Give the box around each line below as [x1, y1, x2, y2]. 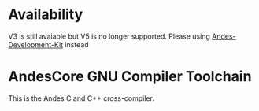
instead [65, 39, 89, 49]
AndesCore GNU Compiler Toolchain [8, 68, 252, 86]
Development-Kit [8, 39, 64, 49]
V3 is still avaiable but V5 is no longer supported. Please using [8, 31, 211, 41]
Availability [8, 6, 83, 24]
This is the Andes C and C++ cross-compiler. [8, 93, 155, 103]
